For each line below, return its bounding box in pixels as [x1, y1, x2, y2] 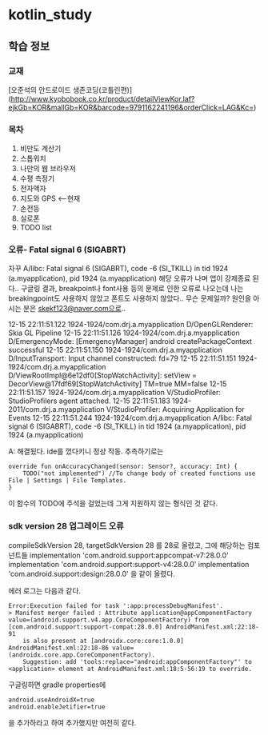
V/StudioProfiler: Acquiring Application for [106, 405, 246, 414]
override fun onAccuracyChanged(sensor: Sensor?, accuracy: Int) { [8, 462, 238, 471]
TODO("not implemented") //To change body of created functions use [22, 469, 256, 477]
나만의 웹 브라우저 [19, 164, 76, 174]
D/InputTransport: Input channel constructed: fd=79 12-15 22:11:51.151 [8, 354, 237, 363]
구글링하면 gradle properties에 [8, 680, 106, 689]
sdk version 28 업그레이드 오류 [8, 521, 124, 532]
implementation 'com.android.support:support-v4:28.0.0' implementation [8, 559, 250, 569]
